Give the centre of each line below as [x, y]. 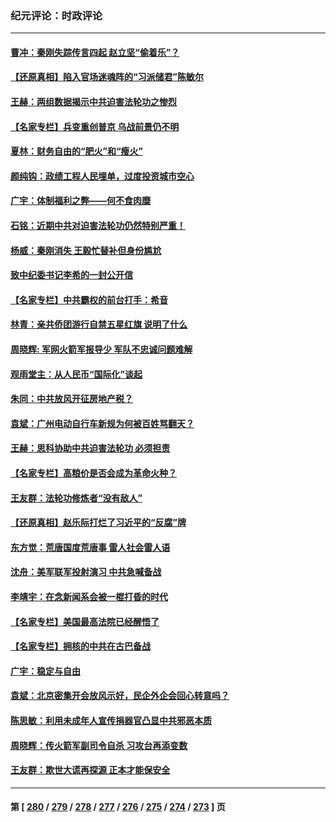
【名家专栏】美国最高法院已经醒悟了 [85, 621]
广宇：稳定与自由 [45, 671]
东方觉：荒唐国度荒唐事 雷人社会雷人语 [90, 547]
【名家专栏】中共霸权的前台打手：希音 [89, 299]
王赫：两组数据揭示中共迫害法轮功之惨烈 [93, 102]
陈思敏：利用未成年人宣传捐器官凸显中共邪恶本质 [111, 720]
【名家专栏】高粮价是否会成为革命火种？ [93, 473]
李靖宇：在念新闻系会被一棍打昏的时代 [89, 596]
